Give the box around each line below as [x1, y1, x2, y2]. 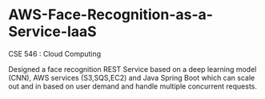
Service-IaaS [8, 22, 98, 41]
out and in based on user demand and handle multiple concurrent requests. [8, 81, 258, 91]
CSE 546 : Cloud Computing [8, 49, 102, 58]
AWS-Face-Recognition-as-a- [8, 6, 214, 24]
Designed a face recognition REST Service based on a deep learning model [8, 64, 257, 73]
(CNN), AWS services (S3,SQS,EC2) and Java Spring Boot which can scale [8, 73, 255, 82]
